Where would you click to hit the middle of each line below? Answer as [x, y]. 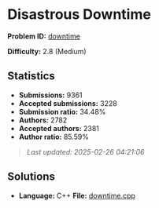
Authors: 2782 [43, 120]
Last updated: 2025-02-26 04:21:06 [85, 151]
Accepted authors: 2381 [59, 128]
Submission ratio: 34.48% [62, 111]
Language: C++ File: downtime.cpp [77, 195]
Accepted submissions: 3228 [68, 103]
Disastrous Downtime [79, 15]
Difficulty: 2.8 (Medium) [47, 51]
